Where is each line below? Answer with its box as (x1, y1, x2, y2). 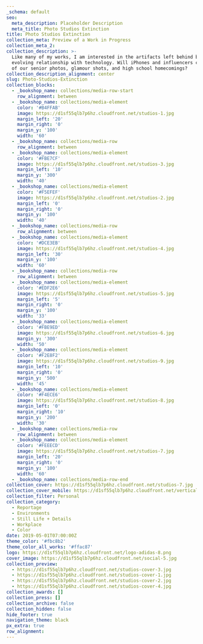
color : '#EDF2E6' (17, 285, 61, 291)
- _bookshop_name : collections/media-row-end (11, 476, 129, 482)
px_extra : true (6, 623, 45, 629)
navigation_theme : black (6, 617, 69, 623)
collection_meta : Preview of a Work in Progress (6, 37, 131, 43)
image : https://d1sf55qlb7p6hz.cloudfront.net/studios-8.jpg (17, 397, 174, 403)
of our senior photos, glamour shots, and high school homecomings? (11, 65, 188, 71)
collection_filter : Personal (6, 493, 80, 500)
